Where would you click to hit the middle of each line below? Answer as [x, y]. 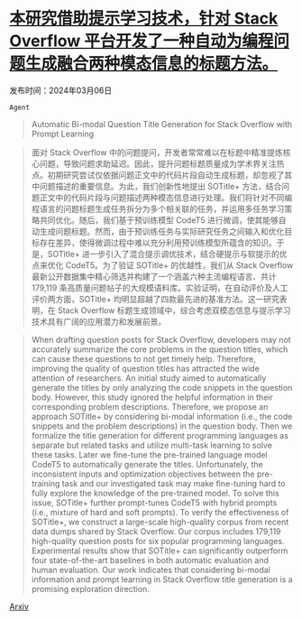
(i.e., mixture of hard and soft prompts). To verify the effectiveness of [160, 512]
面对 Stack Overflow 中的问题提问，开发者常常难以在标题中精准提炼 [157, 152]
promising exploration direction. [91, 588]
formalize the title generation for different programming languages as [160, 435]
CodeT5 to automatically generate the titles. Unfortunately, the [147, 464]
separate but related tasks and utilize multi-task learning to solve [152, 445]
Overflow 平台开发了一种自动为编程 [142, 41]
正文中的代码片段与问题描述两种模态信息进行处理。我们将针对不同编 [166, 197]
